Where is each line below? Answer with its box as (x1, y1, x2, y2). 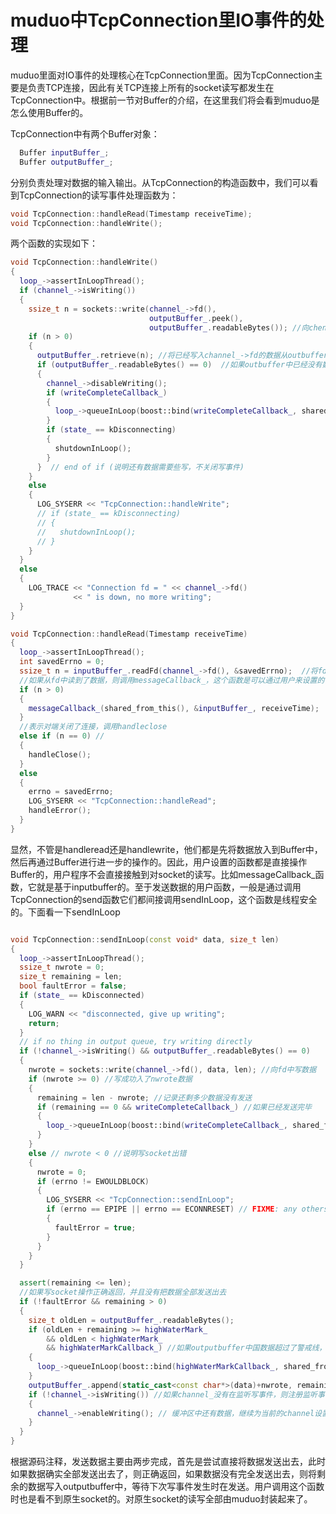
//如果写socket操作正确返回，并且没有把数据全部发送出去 (19, 1287, 227, 1298)
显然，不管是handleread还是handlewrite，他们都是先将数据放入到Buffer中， (10, 843, 323, 855)
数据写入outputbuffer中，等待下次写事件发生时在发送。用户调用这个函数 (27, 1481, 325, 1493)
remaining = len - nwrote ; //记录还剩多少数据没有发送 (36, 1092, 253, 1103)
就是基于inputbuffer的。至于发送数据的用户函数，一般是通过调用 (36, 881, 302, 893)
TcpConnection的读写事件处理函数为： (18, 189, 179, 201)
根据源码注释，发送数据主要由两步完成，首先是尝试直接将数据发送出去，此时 (10, 1456, 326, 1468)
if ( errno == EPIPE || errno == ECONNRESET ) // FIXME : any (46, 1204, 298, 1215)
